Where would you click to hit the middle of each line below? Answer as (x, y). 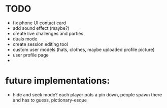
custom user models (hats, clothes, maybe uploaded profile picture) (83, 49)
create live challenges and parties (48, 33)
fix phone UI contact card (39, 23)
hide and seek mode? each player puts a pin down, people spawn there (87, 94)
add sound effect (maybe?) (41, 28)
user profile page (31, 55)
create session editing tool (40, 44)
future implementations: (58, 81)
